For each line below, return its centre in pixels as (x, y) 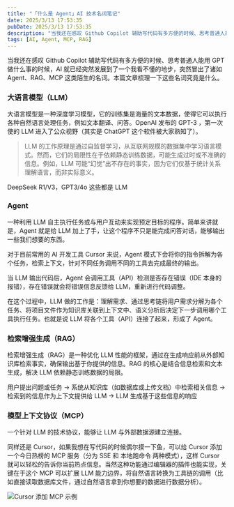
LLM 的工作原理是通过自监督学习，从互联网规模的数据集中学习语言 (120, 146)
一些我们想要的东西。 (38, 239)
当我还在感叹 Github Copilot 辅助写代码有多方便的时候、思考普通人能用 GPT (116, 61)
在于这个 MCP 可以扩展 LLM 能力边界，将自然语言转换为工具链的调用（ (115, 473)
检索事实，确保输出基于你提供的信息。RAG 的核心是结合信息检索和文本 (121, 364)
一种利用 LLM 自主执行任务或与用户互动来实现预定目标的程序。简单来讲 (110, 222)
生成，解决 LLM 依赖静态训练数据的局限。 (67, 372)
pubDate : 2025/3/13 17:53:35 (49, 27)
